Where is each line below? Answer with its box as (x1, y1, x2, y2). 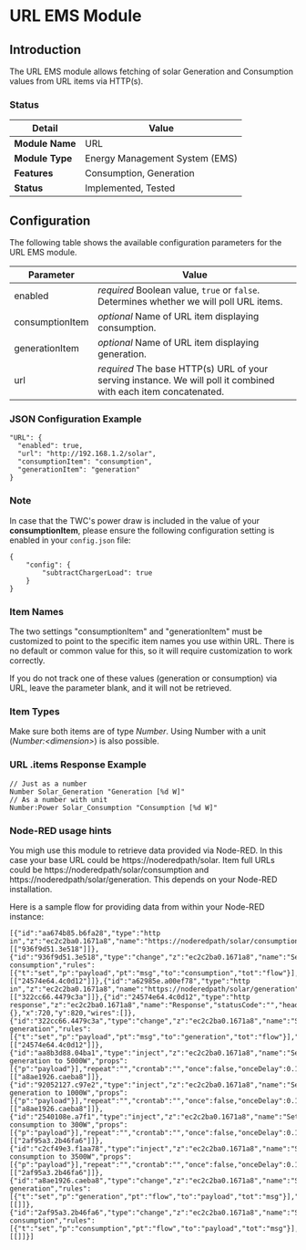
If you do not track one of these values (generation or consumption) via (9, 672, 278, 683)
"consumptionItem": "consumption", (17, 457, 153, 466)
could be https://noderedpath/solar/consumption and (9, 864, 209, 875)
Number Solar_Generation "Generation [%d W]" (9, 786, 185, 797)
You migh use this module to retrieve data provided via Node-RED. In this (9, 845, 283, 856)
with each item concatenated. (97, 385, 225, 398)
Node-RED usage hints (9, 824, 112, 837)
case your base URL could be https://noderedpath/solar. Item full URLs (9, 854, 275, 865)
